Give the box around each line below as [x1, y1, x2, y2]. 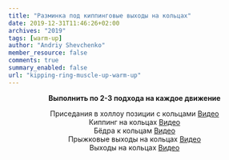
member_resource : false [8, 49, 88, 57]
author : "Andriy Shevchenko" [8, 42, 106, 50]
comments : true [8, 57, 59, 65]
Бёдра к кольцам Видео [93, 126, 176, 135]
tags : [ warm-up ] [8, 34, 62, 42]
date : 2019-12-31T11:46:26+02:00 [8, 19, 120, 27]
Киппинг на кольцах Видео [88, 117, 181, 126]
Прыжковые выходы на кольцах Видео [67, 134, 202, 144]
